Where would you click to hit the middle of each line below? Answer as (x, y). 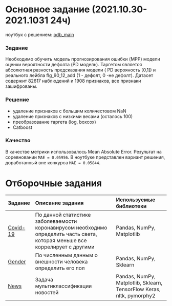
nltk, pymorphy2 (136, 295)
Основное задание (48, 9)
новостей (47, 292)
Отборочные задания (54, 184)
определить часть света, (66, 234)
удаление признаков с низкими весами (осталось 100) (73, 116)
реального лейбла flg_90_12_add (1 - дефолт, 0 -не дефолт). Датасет (79, 75)
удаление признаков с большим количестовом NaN (69, 111)
